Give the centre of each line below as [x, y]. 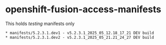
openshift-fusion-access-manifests [83, 9]
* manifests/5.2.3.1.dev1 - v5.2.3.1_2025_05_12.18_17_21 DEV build [80, 33]
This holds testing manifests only [40, 24]
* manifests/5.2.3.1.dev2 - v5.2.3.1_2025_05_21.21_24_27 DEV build [80, 37]
